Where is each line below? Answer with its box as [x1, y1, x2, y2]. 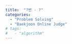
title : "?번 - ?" [5, 7, 43, 13]
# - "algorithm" [5, 31, 44, 36]
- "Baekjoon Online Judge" [10, 21, 67, 27]
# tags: [5, 26, 22, 31]
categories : [5, 12, 31, 17]
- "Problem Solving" [10, 17, 54, 22]
